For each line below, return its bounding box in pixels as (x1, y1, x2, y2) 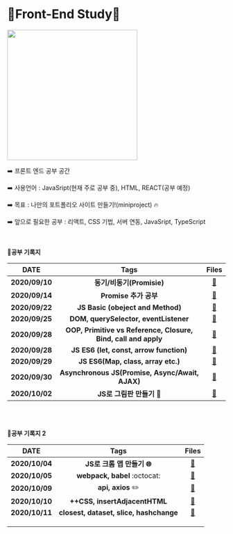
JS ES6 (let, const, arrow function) (71, 345, 188, 355)
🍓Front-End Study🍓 (7, 6, 121, 22)
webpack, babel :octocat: (76, 471, 161, 480)
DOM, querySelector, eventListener (69, 314, 189, 323)
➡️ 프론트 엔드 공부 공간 (7, 166, 71, 175)
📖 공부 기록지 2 (7, 429, 46, 437)
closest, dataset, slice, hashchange (58, 508, 178, 517)
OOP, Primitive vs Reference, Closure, (65, 325, 193, 334)
